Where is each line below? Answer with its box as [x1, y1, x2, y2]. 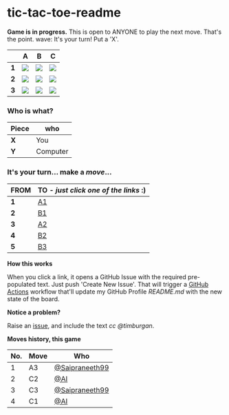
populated [7, 280, 36, 288]
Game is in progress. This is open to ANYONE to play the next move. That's [7, 28, 222, 36]
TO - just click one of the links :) [37, 185, 146, 194]
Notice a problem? [7, 308, 61, 316]
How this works [7, 259, 53, 267]
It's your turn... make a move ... [7, 168, 112, 177]
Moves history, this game [7, 334, 81, 343]
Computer [36, 147, 69, 156]
